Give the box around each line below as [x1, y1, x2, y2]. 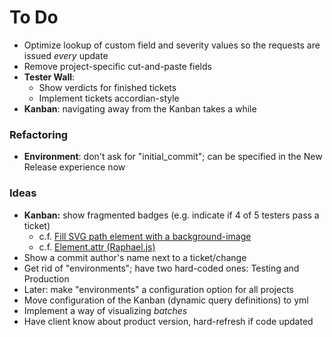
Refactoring [9, 127, 69, 141]
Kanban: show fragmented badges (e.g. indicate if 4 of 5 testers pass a [23, 209, 320, 221]
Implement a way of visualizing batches [23, 304, 188, 316]
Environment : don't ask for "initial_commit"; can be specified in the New [23, 151, 323, 163]
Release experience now [23, 161, 126, 173]
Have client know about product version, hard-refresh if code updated [23, 315, 314, 327]
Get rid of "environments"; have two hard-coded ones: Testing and [23, 262, 300, 274]
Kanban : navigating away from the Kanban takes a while [23, 102, 257, 115]
